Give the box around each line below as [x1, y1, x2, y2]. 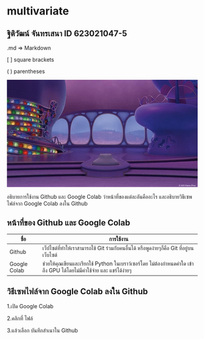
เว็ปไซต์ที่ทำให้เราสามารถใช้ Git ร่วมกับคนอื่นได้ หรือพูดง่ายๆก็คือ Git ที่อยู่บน [42, 245, 194, 252]
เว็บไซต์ [42, 251, 58, 259]
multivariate [7, 4, 69, 18]
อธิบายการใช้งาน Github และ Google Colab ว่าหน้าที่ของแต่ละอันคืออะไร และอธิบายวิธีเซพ [7, 193, 192, 200]
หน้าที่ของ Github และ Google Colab [7, 218, 131, 228]
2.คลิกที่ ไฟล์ [7, 314, 33, 321]
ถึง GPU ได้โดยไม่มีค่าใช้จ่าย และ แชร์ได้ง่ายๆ [42, 267, 132, 274]
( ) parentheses [7, 68, 45, 75]
